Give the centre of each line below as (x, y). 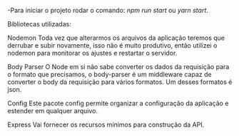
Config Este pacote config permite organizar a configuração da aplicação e (118, 103)
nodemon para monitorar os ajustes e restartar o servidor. (92, 53)
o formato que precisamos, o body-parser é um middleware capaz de (110, 74)
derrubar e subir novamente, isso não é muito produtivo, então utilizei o (112, 45)
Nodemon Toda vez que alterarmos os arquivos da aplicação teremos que (116, 38)
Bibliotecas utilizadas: (39, 24)
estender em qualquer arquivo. (53, 111)
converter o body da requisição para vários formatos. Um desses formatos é (120, 82)
